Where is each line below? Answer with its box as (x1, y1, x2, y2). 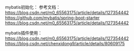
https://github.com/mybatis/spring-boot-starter (5, 15, 100, 20)
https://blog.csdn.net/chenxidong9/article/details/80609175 (5, 41, 125, 46)
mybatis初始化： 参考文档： (5, 4, 61, 10)
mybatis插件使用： (5, 30, 42, 35)
